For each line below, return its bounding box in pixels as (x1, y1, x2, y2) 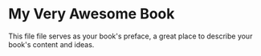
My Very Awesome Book (8, 5, 175, 23)
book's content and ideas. (8, 39, 95, 49)
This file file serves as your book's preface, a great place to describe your (8, 31, 253, 41)
